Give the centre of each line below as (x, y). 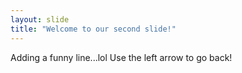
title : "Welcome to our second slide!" (93, 29)
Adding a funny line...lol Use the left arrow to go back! (121, 57)
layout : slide (40, 19)
